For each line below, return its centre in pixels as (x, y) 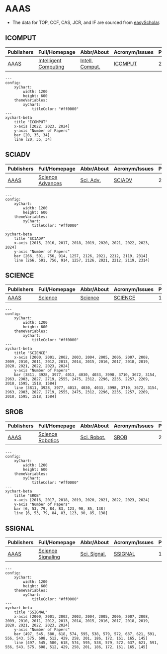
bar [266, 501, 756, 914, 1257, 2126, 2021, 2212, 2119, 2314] (81, 256)
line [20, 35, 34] (33, 139)
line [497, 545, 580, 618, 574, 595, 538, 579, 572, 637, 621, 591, (86, 643)
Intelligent (50, 60)
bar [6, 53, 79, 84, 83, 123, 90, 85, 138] (60, 509)
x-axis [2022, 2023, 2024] (42, 126)
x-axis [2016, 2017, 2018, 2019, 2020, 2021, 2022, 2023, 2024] (82, 500)
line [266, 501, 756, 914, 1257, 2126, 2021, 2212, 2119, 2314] (82, 260)
